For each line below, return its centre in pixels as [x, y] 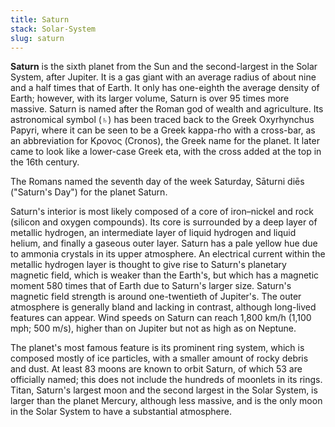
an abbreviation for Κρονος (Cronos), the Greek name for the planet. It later [165, 141]
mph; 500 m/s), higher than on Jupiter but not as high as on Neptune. [153, 328]
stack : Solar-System [53, 29]
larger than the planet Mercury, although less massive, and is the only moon [166, 401]
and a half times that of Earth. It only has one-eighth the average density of [165, 88]
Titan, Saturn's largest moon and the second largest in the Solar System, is [164, 390]
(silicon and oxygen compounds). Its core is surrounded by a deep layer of [164, 222]
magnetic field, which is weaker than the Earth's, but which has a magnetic [165, 275]
